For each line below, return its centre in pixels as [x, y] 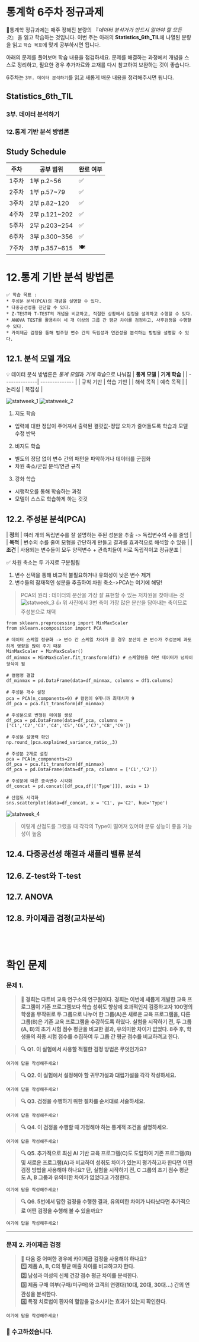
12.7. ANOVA [30, 896]
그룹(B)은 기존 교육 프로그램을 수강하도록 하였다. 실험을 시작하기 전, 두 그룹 [106, 1022]
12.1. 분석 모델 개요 [38, 359]
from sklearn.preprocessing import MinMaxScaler [67, 623]
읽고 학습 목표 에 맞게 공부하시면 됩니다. [56, 45]
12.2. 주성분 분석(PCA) [46, 519]
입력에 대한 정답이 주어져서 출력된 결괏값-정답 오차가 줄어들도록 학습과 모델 [101, 426]
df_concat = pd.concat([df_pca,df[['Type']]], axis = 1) [78, 786]
